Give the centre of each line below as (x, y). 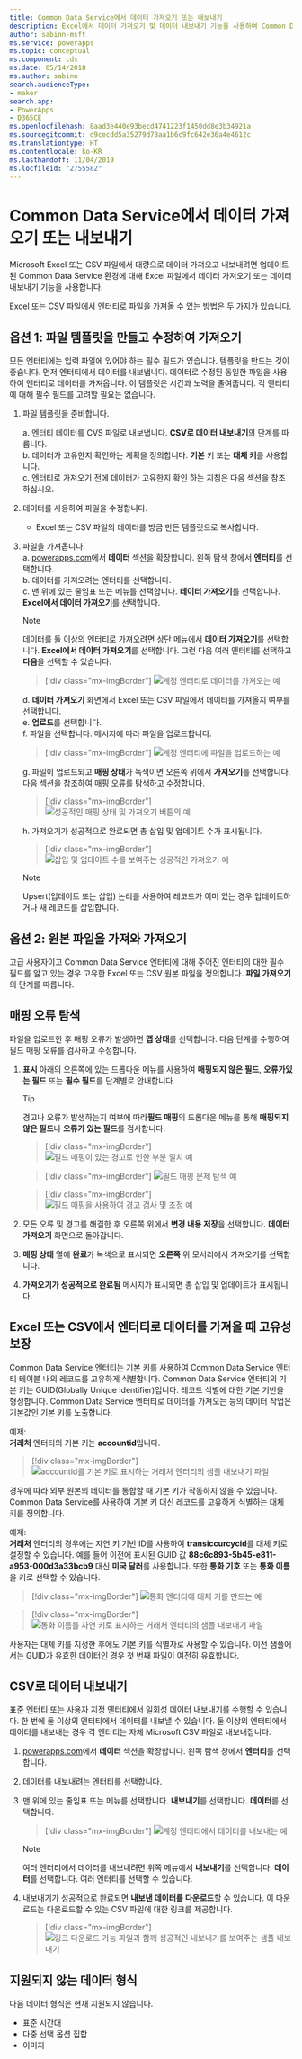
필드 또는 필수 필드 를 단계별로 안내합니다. (103, 1080)
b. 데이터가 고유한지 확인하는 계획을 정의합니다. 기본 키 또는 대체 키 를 (143, 455)
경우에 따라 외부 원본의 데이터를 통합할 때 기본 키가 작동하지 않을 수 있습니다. (143, 1490)
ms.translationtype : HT (54, 143)
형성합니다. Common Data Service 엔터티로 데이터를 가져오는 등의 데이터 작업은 (151, 1401)
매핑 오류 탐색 (45, 1016)
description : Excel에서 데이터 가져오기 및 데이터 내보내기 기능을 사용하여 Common (147, 26)
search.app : (31, 101)
